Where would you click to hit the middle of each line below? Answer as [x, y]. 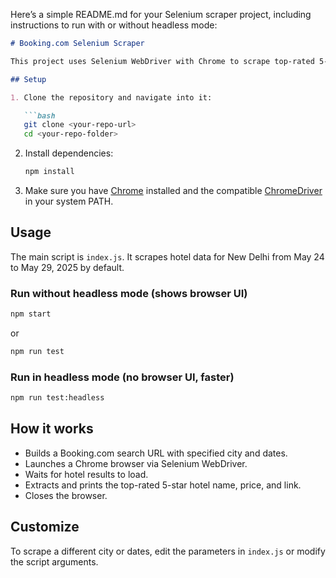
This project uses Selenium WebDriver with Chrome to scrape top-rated [162, 61]
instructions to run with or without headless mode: [114, 25]
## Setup [28, 79]
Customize [45, 527]
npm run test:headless [57, 398]
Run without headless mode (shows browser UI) [129, 293]
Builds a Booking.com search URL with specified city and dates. [156, 453]
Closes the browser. [66, 495]
